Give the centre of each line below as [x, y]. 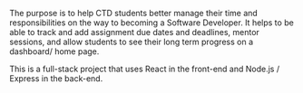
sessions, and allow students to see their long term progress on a [132, 42]
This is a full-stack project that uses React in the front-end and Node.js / [144, 69]
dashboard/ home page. [54, 51]
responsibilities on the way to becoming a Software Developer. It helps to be [152, 23]
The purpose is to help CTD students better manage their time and [134, 13]
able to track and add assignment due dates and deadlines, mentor [135, 32]
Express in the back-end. [56, 79]
